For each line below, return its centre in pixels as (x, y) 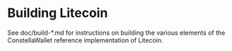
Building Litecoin (58, 13)
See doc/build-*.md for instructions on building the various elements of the (116, 33)
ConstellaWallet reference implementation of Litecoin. (86, 40)
